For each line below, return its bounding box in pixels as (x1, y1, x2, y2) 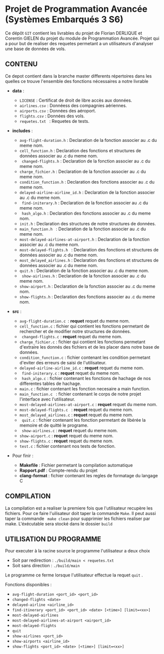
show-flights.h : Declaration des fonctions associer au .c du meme (19, 294, 155, 300)
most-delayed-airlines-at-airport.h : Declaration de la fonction (19, 236, 150, 242)
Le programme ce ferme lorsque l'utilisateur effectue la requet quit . (5, 572, 143, 578)
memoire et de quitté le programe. (19, 422, 89, 428)
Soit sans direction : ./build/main (12, 563, 80, 569)
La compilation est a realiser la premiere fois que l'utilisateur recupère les (5, 505, 153, 511)
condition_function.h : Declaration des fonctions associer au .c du (19, 179, 155, 185)
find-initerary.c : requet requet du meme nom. (22, 370, 120, 376)
